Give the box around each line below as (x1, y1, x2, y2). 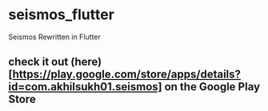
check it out (8, 55, 69, 69)
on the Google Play (164, 80, 261, 93)
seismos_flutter (8, 6, 114, 24)
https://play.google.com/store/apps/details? (12, 68, 242, 81)
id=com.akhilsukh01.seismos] (8, 80, 162, 93)
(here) (70, 55, 102, 69)
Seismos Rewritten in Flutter (8, 32, 102, 42)
